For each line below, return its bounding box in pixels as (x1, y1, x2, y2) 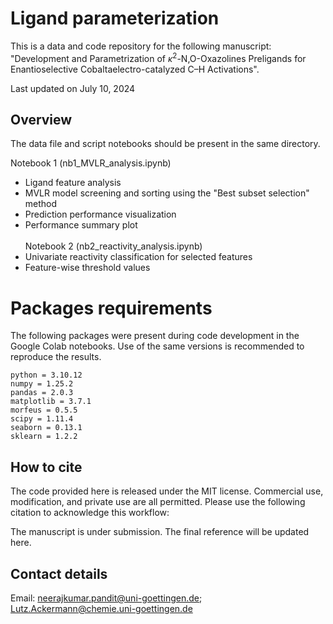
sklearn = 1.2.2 (10, 432, 78, 442)
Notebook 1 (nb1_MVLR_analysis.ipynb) (10, 157, 172, 169)
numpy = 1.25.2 (10, 379, 74, 389)
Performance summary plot (24, 219, 138, 231)
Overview (10, 111, 73, 128)
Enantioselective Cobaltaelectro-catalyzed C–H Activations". (10, 63, 260, 75)
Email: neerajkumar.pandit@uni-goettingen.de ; (10, 592, 203, 604)
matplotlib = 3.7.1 (10, 397, 92, 407)
